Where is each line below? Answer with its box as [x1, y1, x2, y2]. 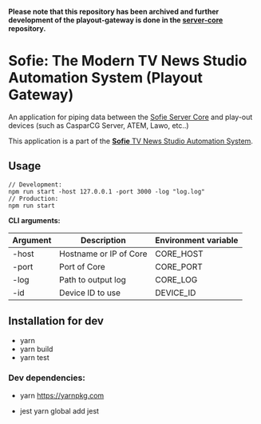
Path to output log [59, 274, 126, 285]
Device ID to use [59, 287, 121, 298]
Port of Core [59, 261, 105, 272]
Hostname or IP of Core [59, 248, 148, 259]
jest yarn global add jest [19, 406, 100, 415]
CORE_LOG [155, 274, 198, 285]
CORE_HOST [155, 248, 204, 259]
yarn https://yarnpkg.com [19, 390, 105, 400]
